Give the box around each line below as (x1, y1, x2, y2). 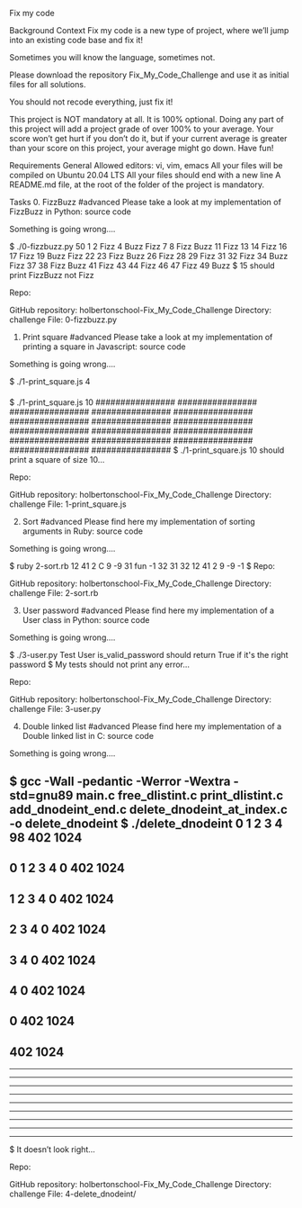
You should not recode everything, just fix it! (9, 96, 173, 107)
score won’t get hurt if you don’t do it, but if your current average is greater (9, 133, 288, 143)
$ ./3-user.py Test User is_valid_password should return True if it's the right (9, 649, 289, 660)
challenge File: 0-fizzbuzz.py (9, 314, 118, 325)
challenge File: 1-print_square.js (9, 499, 128, 509)
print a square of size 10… (9, 454, 105, 464)
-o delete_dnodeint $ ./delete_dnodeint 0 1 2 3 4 (9, 816, 283, 831)
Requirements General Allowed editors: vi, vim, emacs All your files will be (9, 160, 283, 170)
